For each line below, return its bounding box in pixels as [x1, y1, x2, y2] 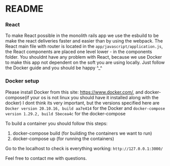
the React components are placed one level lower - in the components [5, 49, 152, 55]
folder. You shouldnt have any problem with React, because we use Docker [5, 54, 162, 60]
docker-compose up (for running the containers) [12, 135, 114, 142]
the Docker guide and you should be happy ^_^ [5, 65, 103, 71]
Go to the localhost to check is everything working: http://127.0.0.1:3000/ [5, 145, 163, 151]
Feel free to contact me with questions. [5, 155, 87, 161]
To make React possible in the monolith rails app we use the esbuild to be [5, 32, 159, 38]
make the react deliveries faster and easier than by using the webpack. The [5, 38, 163, 44]
